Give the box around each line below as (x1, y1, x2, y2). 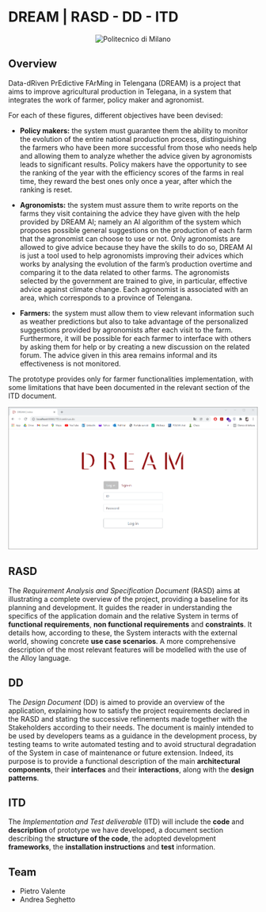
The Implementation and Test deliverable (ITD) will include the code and (8, 817, 244, 826)
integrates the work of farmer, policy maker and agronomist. (8, 95, 204, 105)
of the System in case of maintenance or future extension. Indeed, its (8, 748, 234, 757)
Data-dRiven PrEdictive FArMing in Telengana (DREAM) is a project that (8, 78, 241, 87)
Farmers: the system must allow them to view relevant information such (19, 308, 255, 317)
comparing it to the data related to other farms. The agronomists (19, 267, 230, 277)
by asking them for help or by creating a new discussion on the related (19, 342, 250, 351)
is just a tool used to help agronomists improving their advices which (19, 251, 244, 260)
